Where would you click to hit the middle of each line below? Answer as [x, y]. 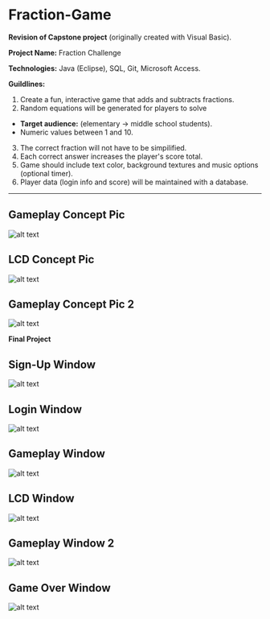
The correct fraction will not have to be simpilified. [103, 147]
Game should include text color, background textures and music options [139, 165]
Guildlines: [27, 84]
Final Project [30, 339]
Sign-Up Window [52, 364]
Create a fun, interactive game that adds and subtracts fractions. [127, 99]
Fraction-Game [60, 15]
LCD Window [41, 499]
